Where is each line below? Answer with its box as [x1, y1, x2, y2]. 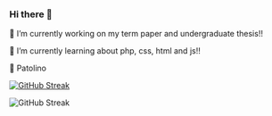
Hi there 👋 [9, 8, 54, 21]
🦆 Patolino [9, 62, 47, 74]
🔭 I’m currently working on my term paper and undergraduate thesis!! [9, 29, 263, 39]
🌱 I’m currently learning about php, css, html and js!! [9, 46, 201, 56]
